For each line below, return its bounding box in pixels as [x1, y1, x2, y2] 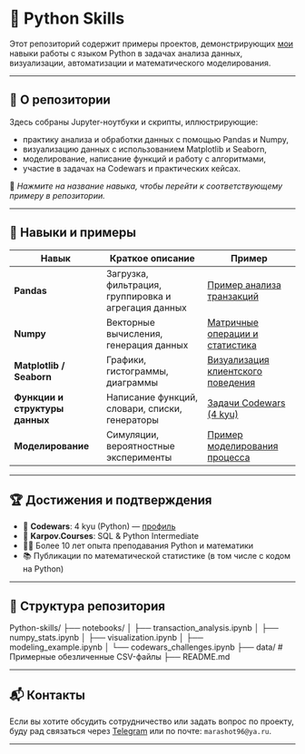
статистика [207, 338, 257, 351]
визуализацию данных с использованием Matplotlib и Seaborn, [22, 143, 268, 154]
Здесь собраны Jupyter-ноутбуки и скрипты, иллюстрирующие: [9, 116, 259, 127]
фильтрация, [105, 279, 162, 291]
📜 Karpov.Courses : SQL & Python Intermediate [22, 531, 200, 542]
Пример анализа [207, 279, 281, 291]
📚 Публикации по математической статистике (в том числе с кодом [22, 551, 291, 562]
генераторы [105, 413, 159, 426]
